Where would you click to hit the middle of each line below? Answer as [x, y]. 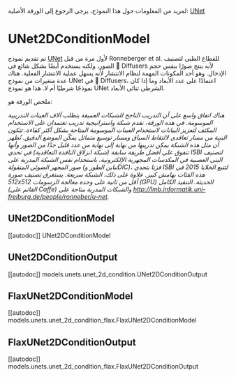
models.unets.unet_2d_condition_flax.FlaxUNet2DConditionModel [102, 320]
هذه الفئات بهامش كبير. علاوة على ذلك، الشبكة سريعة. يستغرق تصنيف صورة [106, 174]
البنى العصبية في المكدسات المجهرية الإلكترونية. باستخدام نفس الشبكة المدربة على [115, 159]
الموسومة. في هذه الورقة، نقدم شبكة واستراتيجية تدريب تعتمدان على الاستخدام [111, 122]
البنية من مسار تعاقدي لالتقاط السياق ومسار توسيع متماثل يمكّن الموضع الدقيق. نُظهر [118, 137]
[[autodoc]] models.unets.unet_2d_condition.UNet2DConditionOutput [108, 274]
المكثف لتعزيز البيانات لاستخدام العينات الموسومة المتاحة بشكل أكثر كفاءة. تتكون [112, 130]
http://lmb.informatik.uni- [169, 189]
